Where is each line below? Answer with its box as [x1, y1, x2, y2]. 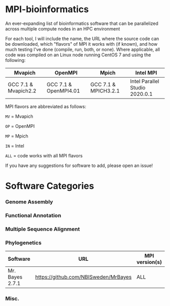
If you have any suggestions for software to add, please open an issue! [5, 162, 153, 168]
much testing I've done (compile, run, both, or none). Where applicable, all [5, 46, 160, 52]
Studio [130, 84, 146, 91]
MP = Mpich [5, 133, 29, 139]
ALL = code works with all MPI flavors [5, 152, 83, 158]
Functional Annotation [5, 212, 62, 219]
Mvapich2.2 [8, 87, 36, 94]
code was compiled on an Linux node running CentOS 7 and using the [5, 52, 151, 58]
